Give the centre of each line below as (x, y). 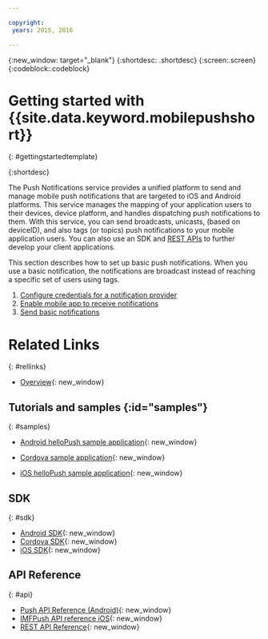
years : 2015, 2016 (42, 30)
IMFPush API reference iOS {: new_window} (91, 618)
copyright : (26, 22)
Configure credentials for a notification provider (98, 295)
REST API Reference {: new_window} (80, 627)
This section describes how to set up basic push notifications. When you (128, 263)
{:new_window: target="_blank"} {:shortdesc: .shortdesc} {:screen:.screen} (132, 60)
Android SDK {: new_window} (68, 533)
